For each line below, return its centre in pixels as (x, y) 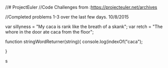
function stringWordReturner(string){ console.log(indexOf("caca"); (74, 41)
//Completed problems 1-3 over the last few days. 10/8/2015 (67, 17)
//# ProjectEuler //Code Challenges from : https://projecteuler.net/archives (81, 7)
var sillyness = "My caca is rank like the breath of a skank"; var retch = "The (84, 26)
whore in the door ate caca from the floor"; (49, 32)
